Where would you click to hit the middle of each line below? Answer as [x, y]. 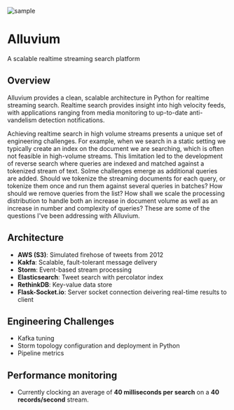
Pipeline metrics [41, 353]
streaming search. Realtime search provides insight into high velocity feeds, [117, 105]
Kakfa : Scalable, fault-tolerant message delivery [87, 262]
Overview [29, 81]
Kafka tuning [36, 338]
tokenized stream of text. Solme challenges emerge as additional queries [112, 171]
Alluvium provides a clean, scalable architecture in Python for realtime [108, 98]
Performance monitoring [62, 375]
